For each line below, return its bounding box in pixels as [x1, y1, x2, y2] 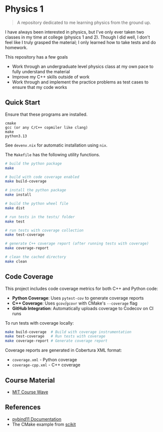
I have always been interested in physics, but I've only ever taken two [5, 29, 145, 35]
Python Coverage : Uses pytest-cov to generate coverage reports [12, 295, 144, 301]
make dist [5, 206, 25, 210]
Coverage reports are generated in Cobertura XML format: [5, 348, 122, 353]
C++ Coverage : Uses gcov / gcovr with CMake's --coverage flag [12, 300, 138, 306]
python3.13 [5, 133, 27, 139]
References [5, 403, 41, 411]
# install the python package [5, 188, 67, 193]
